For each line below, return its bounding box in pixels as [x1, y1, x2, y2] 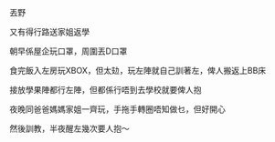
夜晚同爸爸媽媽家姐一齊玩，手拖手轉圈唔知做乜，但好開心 [9, 104, 226, 115]
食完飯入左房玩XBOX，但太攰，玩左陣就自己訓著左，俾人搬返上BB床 [9, 66, 267, 76]
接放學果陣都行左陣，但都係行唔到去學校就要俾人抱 [9, 85, 202, 95]
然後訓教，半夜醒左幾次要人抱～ [9, 123, 130, 134]
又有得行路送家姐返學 [9, 26, 90, 37]
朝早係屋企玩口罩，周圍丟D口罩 [9, 46, 128, 56]
